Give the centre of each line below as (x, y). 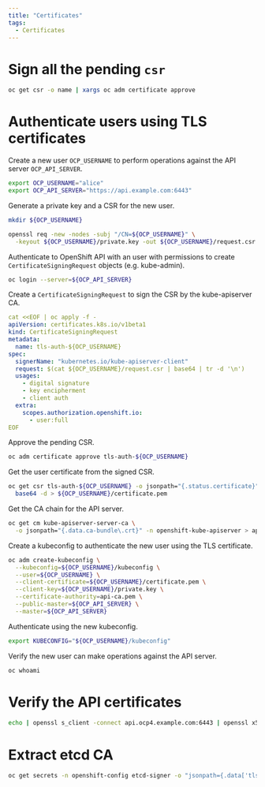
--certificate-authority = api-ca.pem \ (79, 597)
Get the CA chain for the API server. (66, 509)
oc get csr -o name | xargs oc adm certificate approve (102, 90)
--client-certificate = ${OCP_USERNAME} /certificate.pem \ (111, 582)
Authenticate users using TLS (108, 122)
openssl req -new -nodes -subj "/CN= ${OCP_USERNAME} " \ (102, 234)
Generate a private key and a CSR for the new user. (91, 205)
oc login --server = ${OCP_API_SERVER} (70, 280)
